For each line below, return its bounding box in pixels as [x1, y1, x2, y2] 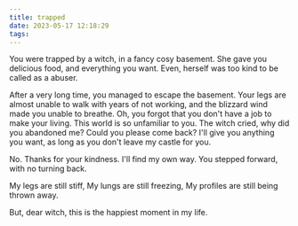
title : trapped [9, 12, 66, 22]
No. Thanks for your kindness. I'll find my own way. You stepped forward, [9, 154, 278, 165]
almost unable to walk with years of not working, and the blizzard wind [9, 99, 269, 110]
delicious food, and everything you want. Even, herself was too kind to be [9, 63, 278, 74]
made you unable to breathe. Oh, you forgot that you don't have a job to [9, 108, 272, 120]
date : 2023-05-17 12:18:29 [9, 21, 109, 30]
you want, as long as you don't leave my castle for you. [9, 136, 212, 147]
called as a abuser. [9, 73, 78, 83]
